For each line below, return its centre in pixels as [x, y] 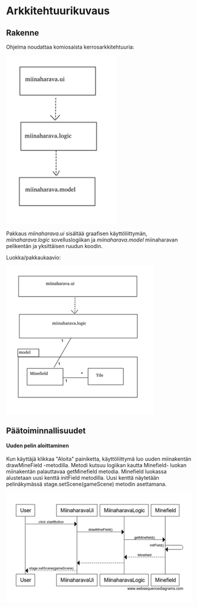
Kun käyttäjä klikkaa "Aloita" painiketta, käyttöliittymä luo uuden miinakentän [99, 459]
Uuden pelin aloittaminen [37, 446]
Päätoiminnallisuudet [46, 431]
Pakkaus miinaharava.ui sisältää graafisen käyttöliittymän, [77, 234]
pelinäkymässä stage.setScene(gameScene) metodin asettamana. [86, 484]
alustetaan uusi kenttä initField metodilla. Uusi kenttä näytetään [83, 478]
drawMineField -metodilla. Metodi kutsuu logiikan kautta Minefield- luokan [96, 465]
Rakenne [23, 33]
